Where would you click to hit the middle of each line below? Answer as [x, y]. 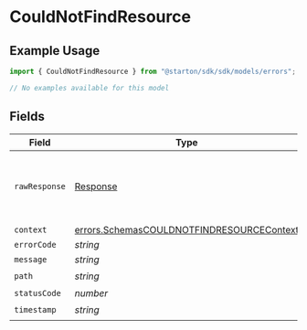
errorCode [35, 245]
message [31, 259]
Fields [27, 117]
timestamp [35, 310]
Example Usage [55, 51]
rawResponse [40, 186]
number [91, 293]
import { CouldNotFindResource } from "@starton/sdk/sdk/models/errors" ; [153, 71]
